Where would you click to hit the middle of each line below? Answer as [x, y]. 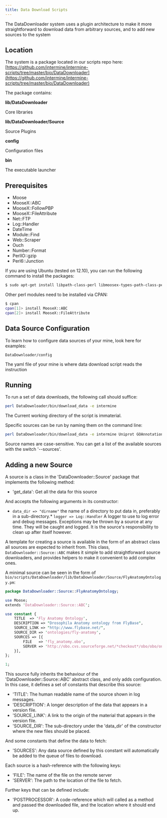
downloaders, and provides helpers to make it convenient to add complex [80, 557]
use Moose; [16, 600]
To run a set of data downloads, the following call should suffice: [71, 397]
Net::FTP [21, 219]
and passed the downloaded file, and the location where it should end [84, 805]
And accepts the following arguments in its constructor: [62, 501]
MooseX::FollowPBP [33, 208]
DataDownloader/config [29, 355]
